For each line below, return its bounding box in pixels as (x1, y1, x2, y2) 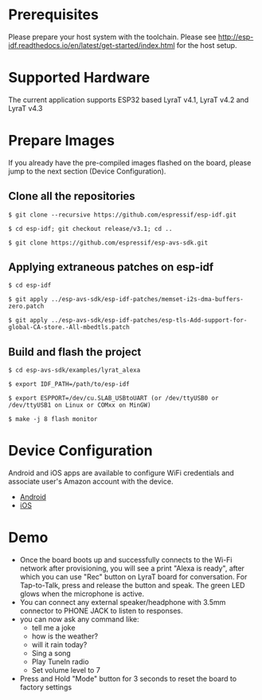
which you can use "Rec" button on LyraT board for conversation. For (19, 572, 248, 582)
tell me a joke (31, 623, 76, 633)
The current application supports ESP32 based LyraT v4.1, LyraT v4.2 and (8, 94, 249, 105)
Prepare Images (8, 132, 115, 149)
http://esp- (217, 32, 254, 42)
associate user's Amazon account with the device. (8, 477, 174, 487)
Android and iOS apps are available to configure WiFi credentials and (8, 468, 235, 478)
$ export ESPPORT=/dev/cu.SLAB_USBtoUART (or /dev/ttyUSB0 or (8, 394, 219, 403)
